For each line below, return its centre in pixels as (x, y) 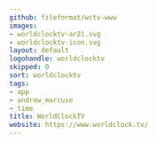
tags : (19, 83)
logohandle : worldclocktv (57, 59)
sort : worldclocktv (45, 75)
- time (21, 108)
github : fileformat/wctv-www (63, 17)
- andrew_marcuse (41, 100)
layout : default (39, 51)
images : (24, 26)
